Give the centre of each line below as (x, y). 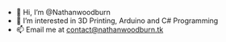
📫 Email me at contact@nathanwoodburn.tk (90, 29)
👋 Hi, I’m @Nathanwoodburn (63, 12)
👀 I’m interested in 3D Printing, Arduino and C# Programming (117, 21)
